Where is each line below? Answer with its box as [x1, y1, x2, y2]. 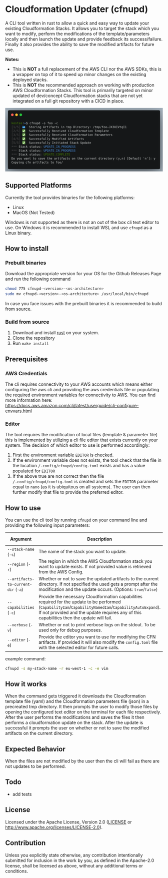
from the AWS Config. [38, 569, 83, 575]
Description [87, 536, 112, 542]
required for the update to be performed [38, 599, 121, 605]
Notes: [5, 56, 20, 62]
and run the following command [5, 276, 71, 282]
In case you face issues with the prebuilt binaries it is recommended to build [5, 300, 162, 306]
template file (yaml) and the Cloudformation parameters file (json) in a [5, 698, 149, 704]
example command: [5, 655, 46, 661]
